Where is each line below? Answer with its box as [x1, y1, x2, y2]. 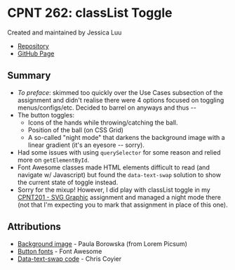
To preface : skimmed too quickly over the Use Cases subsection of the [17, 88, 223, 96]
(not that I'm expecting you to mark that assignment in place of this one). [17, 200, 228, 209]
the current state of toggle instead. [17, 178, 119, 186]
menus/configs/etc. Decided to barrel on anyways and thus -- [17, 103, 196, 112]
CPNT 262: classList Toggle [7, 5, 173, 21]
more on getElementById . [17, 155, 90, 164]
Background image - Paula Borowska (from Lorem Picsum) [17, 239, 188, 247]
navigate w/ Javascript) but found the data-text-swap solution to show [17, 170, 221, 179]
